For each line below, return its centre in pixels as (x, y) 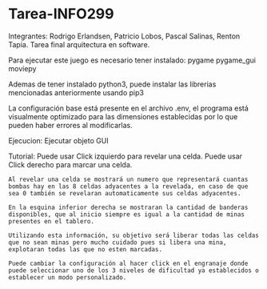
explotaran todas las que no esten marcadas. (85, 249)
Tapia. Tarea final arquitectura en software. (79, 44)
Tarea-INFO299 (61, 14)
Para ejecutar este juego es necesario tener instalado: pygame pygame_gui (132, 60)
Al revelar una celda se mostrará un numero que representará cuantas (128, 179)
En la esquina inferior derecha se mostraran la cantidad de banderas (128, 207)
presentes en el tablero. (51, 221)
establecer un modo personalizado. (68, 277)
